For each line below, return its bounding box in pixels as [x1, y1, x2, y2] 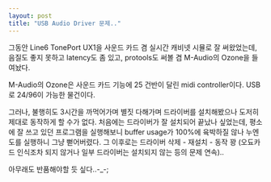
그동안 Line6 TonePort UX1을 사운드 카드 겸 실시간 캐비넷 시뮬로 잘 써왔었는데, [8, 42, 257, 52]
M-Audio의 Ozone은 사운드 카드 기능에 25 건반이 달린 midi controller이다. [8, 80, 244, 89]
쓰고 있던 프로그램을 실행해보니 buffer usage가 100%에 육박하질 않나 [25, 126, 244, 137]
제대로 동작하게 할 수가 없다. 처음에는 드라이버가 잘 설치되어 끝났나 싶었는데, [8, 117, 248, 126]
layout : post [8, 11, 53, 20]
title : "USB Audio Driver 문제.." [8, 19, 121, 27]
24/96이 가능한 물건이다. [16, 89, 95, 99]
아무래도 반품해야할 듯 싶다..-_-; [8, 164, 109, 174]
